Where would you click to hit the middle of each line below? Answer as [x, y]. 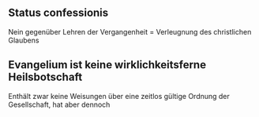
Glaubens [24, 40]
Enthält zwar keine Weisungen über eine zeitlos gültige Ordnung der [119, 96]
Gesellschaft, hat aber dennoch [59, 104]
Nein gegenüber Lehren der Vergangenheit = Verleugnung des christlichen [130, 31]
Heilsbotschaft [45, 77]
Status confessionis [58, 13]
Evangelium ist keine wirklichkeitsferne [107, 65]
